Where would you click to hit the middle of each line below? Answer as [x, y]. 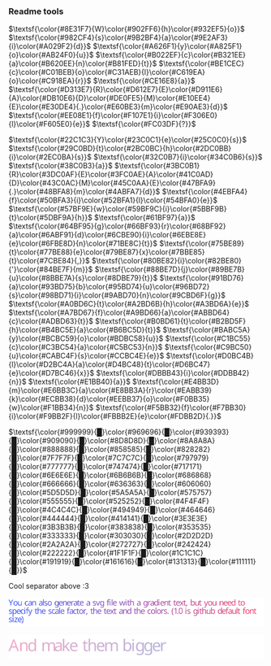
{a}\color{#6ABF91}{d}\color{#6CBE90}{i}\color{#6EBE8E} [108, 235]
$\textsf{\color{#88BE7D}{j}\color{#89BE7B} [170, 269]
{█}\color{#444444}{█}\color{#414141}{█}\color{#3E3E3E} [108, 519]
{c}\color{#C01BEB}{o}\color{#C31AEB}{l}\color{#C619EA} [107, 72]
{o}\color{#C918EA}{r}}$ [50, 81]
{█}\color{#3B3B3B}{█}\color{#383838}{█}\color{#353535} [110, 527]
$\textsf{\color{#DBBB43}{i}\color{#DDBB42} [173, 373]
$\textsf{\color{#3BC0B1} [157, 166]
